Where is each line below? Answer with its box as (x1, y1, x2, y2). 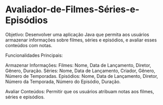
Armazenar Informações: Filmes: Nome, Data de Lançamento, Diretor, (5, 62, 151, 68)
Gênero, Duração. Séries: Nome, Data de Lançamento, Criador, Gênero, (5, 68, 155, 74)
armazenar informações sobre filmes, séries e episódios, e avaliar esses (5, 37, 157, 43)
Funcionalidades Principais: (5, 52, 63, 58)
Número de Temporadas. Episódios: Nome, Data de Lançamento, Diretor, (5, 73, 158, 79)
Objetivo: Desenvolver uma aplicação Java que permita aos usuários (5, 31, 149, 37)
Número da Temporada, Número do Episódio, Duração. (5, 78, 121, 85)
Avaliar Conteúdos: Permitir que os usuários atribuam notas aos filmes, (5, 88, 154, 94)
